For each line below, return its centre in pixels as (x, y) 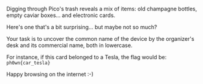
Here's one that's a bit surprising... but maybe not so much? (82, 27)
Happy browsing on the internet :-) (50, 74)
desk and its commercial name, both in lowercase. (69, 45)
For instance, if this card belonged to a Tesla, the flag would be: (87, 57)
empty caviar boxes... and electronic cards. (61, 15)
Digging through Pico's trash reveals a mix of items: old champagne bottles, (102, 9)
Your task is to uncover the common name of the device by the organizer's (100, 39)
